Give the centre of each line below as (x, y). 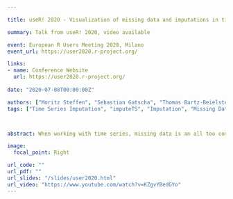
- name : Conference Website (48, 70)
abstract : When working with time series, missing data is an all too (111, 134)
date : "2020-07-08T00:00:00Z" (51, 90)
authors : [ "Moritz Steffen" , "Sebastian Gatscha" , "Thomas (94, 102)
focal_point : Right (42, 153)
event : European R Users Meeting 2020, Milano (76, 45)
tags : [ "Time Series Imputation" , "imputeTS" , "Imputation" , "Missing (111, 109)
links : (17, 64)
